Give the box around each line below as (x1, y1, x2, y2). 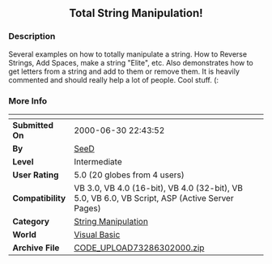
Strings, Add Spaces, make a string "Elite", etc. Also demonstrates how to (8, 57, 253, 67)
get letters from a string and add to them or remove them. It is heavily (8, 66, 240, 76)
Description (8, 31, 56, 42)
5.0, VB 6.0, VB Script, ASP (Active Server (74, 192, 234, 203)
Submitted (12, 119, 54, 130)
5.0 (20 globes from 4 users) (74, 169, 185, 181)
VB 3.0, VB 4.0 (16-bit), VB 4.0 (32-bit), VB (74, 182, 243, 194)
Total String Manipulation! (68, 6, 204, 20)
